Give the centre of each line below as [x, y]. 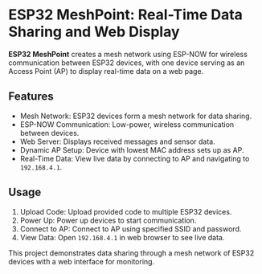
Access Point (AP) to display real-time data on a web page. [106, 71]
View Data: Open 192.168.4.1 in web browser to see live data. [122, 237]
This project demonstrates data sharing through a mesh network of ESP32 [131, 253]
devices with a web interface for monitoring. [82, 261]
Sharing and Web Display [94, 32]
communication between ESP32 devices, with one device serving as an [127, 63]
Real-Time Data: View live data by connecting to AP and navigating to [135, 158]
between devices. [49, 133]
